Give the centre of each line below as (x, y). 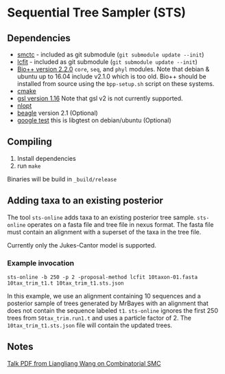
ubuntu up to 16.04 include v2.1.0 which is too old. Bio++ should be (112, 76)
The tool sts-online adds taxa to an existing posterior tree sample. (101, 217)
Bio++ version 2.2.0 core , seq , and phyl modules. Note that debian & (113, 69)
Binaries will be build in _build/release (62, 179)
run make (29, 166)
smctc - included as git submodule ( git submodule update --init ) (110, 54)
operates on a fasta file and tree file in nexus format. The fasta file (120, 224)
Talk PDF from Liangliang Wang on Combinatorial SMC (84, 363)
